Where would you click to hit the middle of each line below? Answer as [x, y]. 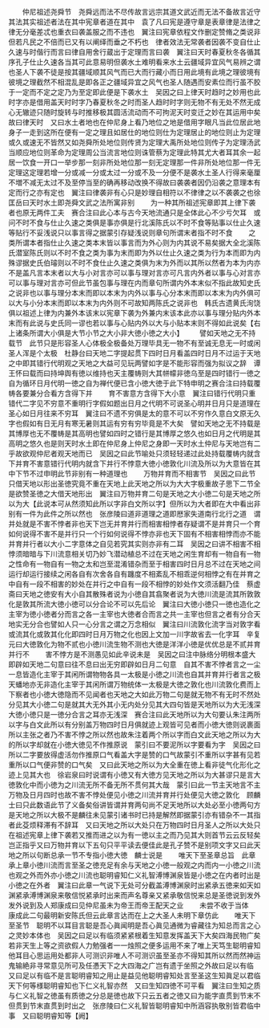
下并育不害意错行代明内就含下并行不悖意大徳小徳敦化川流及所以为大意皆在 [131, 463]
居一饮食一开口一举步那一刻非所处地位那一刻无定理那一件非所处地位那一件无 [134, 162]
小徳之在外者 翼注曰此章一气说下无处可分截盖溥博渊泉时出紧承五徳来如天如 [134, 885]
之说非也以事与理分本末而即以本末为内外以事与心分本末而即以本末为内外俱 [131, 293]
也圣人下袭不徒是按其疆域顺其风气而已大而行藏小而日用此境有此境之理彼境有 [134, 72]
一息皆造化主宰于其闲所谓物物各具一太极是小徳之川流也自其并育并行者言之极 [134, 674]
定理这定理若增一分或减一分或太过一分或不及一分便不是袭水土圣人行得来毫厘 [134, 172]
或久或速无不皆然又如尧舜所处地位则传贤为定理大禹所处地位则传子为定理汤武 [134, 142]
